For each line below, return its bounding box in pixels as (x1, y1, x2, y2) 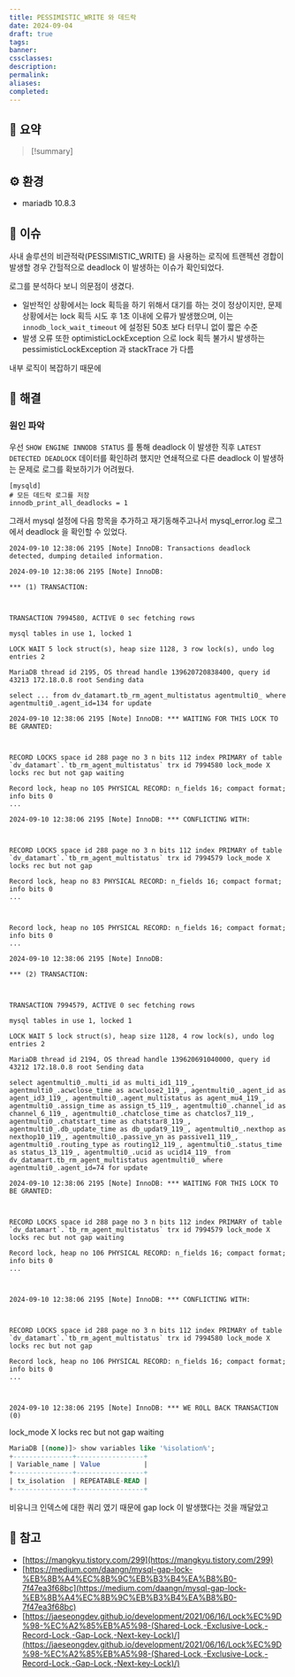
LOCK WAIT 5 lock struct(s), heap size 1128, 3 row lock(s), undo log (9, 644, 275, 653)
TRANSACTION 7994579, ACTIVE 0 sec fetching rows (9, 1001, 196, 1010)
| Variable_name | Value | (9, 1460, 148, 1469)
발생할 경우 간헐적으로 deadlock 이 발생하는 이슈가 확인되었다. (9, 262, 224, 273)
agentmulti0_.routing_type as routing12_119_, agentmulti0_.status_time (9, 1140, 283, 1149)
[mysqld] (9, 481, 42, 490)
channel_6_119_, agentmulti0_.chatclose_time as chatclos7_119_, (9, 1109, 254, 1118)
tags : (9, 37, 29, 47)
